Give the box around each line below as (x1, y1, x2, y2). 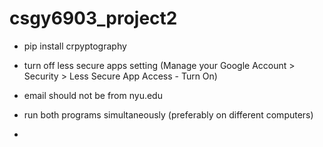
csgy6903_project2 (9, 7, 178, 30)
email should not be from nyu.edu (23, 89, 163, 101)
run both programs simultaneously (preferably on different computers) (23, 108, 314, 121)
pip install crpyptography (23, 40, 127, 52)
